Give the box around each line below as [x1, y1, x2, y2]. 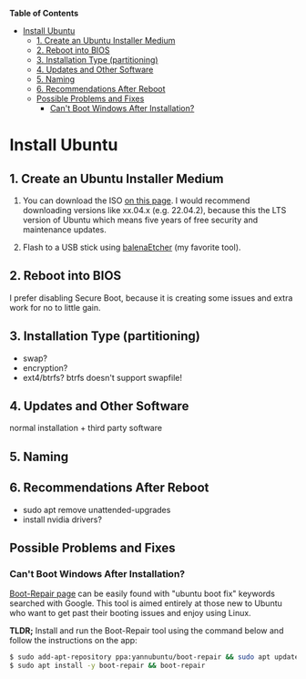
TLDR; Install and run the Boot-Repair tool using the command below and [9, 625, 284, 636]
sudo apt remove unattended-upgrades [22, 504, 171, 515]
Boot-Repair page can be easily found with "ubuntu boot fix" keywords [9, 588, 276, 600]
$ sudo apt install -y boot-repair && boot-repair [9, 661, 206, 671]
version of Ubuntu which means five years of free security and [22, 214, 259, 225]
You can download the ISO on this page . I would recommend [22, 195, 250, 206]
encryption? [22, 362, 68, 373]
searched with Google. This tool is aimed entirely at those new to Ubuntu [9, 598, 282, 609]
